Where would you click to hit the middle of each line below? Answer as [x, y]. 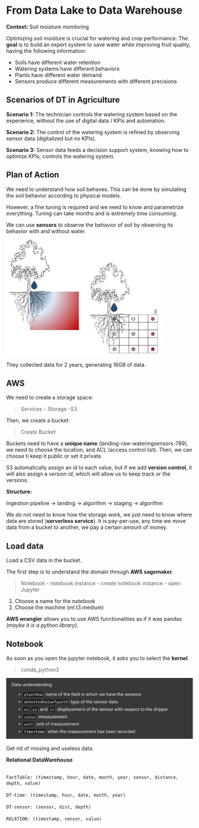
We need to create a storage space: [50, 398]
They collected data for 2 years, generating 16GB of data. [76, 364]
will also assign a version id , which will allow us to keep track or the [88, 474]
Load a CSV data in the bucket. [44, 560]
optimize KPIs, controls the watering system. [61, 156]
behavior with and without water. [46, 231]
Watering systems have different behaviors [67, 68]
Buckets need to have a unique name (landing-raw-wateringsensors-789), [97, 443]
